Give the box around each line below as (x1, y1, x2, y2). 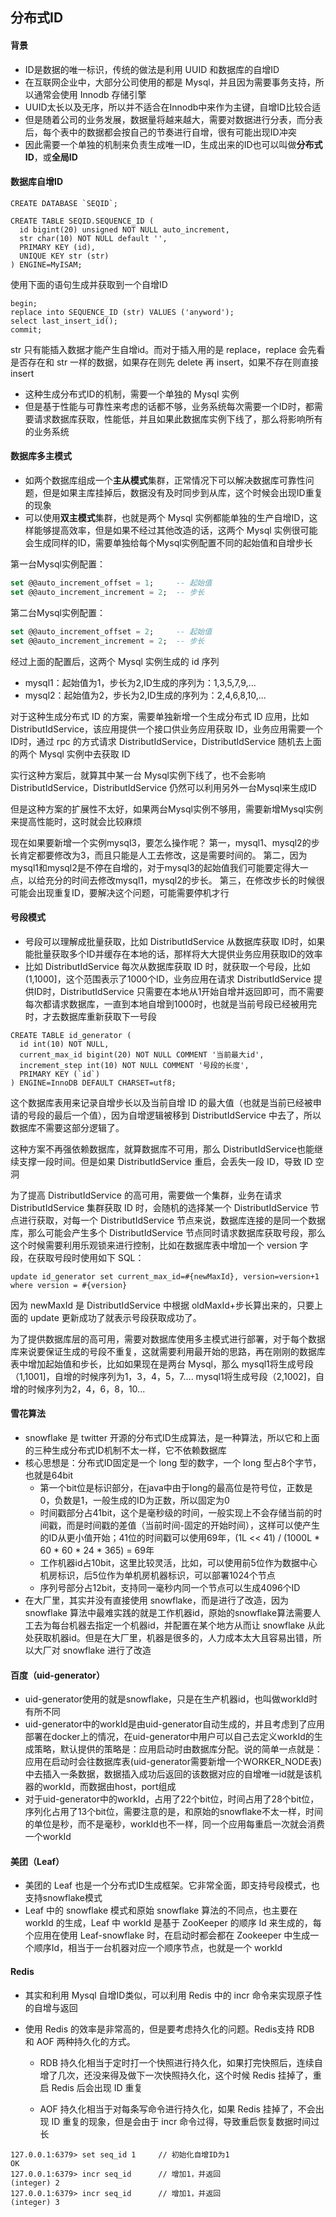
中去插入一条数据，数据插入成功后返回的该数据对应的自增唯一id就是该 (24, 1768, 313, 1780)
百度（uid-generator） (10, 1669, 106, 1681)
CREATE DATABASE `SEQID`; (10, 198, 118, 208)
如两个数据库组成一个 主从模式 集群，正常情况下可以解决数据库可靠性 (24, 474, 306, 486)
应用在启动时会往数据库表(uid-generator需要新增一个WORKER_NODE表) (24, 1756, 323, 1768)
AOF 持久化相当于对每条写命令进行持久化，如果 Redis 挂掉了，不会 (39, 2103, 316, 2115)
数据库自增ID (10, 176, 64, 188)
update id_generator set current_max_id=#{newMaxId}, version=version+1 (10, 1271, 320, 1282)
